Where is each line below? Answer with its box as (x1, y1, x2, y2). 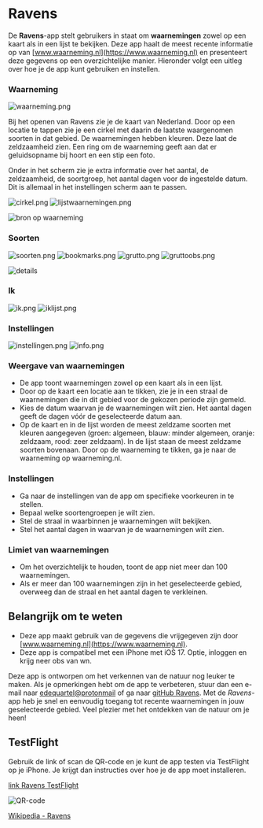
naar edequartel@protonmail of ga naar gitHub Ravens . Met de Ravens (23, 688, 252, 697)
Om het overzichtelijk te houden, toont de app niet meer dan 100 (19, 562, 228, 571)
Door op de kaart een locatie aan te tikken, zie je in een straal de (19, 386, 228, 396)
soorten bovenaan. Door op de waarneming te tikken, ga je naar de (19, 445, 236, 455)
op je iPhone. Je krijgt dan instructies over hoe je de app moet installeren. (8, 765, 247, 774)
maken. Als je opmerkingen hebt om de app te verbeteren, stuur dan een (8, 679, 243, 689)
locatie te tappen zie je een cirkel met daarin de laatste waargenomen (8, 125, 234, 135)
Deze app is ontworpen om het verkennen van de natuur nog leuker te (8, 671, 236, 681)
